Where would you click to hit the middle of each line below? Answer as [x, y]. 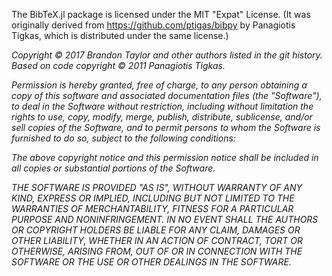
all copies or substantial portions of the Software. [113, 168]
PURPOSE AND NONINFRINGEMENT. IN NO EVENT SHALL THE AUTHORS [165, 219]
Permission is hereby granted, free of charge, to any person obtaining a [159, 85]
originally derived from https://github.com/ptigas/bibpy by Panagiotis [153, 25]
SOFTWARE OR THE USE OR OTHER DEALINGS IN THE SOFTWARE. [151, 262]
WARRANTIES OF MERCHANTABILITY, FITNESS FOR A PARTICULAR [152, 208]
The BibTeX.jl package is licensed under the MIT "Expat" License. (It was [161, 14]
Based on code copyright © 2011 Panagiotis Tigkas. [118, 65]
